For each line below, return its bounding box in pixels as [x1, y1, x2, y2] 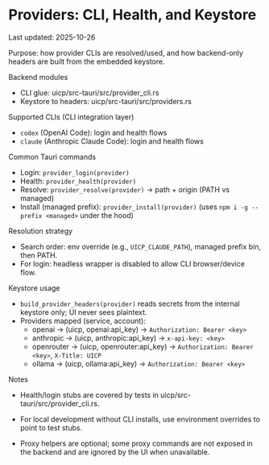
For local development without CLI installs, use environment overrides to [19, 414, 260, 424]
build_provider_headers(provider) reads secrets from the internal [19, 299, 240, 308]
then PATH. [19, 250, 58, 260]
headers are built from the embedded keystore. [8, 57, 165, 66]
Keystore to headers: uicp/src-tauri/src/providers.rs [19, 96, 192, 106]
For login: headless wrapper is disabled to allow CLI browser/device [19, 258, 246, 268]
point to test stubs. [19, 422, 83, 433]
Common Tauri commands [8, 152, 97, 161]
